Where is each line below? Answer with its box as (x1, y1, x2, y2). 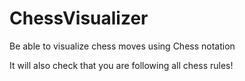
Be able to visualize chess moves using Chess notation (9, 40, 236, 52)
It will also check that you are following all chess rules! (9, 59, 234, 71)
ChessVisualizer (9, 7, 149, 30)
